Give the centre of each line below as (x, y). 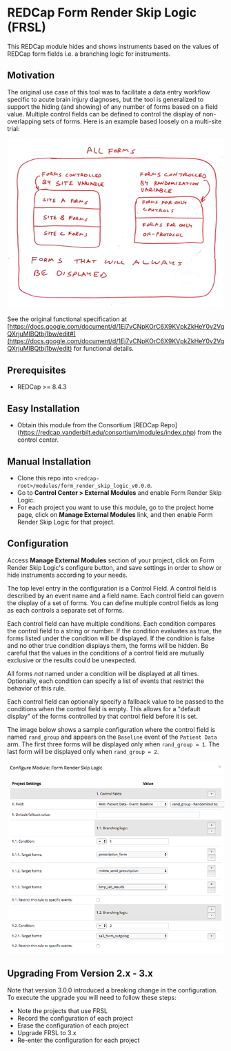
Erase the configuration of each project (73, 1026)
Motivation (31, 75)
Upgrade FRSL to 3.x (47, 1032)
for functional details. (104, 349)
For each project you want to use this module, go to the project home (115, 507)
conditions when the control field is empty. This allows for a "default (104, 708)
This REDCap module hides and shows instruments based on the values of (113, 46)
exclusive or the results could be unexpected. (72, 660)
